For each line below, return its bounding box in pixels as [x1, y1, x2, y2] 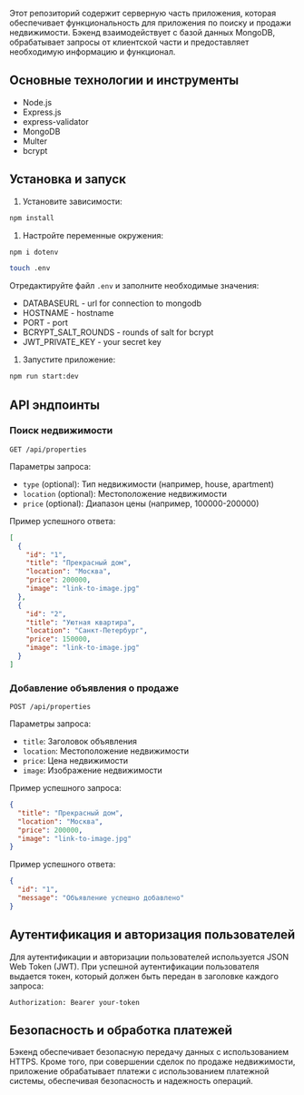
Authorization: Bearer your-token [9, 998, 141, 1007]
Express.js [22, 106, 62, 117]
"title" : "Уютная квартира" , [25, 618, 136, 627]
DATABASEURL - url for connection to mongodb [22, 298, 202, 309]
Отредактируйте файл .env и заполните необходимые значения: [9, 280, 260, 291]
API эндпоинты [9, 397, 101, 412]
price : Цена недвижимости [22, 755, 129, 766]
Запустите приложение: [22, 354, 116, 365]
